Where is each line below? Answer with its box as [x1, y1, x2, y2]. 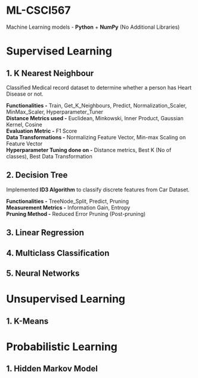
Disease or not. [6, 90, 44, 97]
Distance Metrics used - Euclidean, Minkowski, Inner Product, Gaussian [6, 114, 184, 121]
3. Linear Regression [6, 228, 85, 238]
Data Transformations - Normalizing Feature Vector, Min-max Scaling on [6, 133, 186, 141]
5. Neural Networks [6, 268, 80, 278]
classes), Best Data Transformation [6, 153, 92, 160]
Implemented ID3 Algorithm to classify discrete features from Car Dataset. [6, 186, 190, 193]
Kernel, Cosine [6, 121, 43, 128]
